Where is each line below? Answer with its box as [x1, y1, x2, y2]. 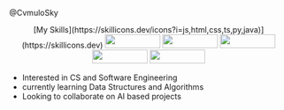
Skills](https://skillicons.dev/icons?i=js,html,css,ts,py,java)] [50, 25, 265, 34]
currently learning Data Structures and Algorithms [21, 82, 204, 92]
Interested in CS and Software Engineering [21, 72, 178, 83]
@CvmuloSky [9, 8, 59, 18]
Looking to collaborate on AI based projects [21, 92, 181, 101]
